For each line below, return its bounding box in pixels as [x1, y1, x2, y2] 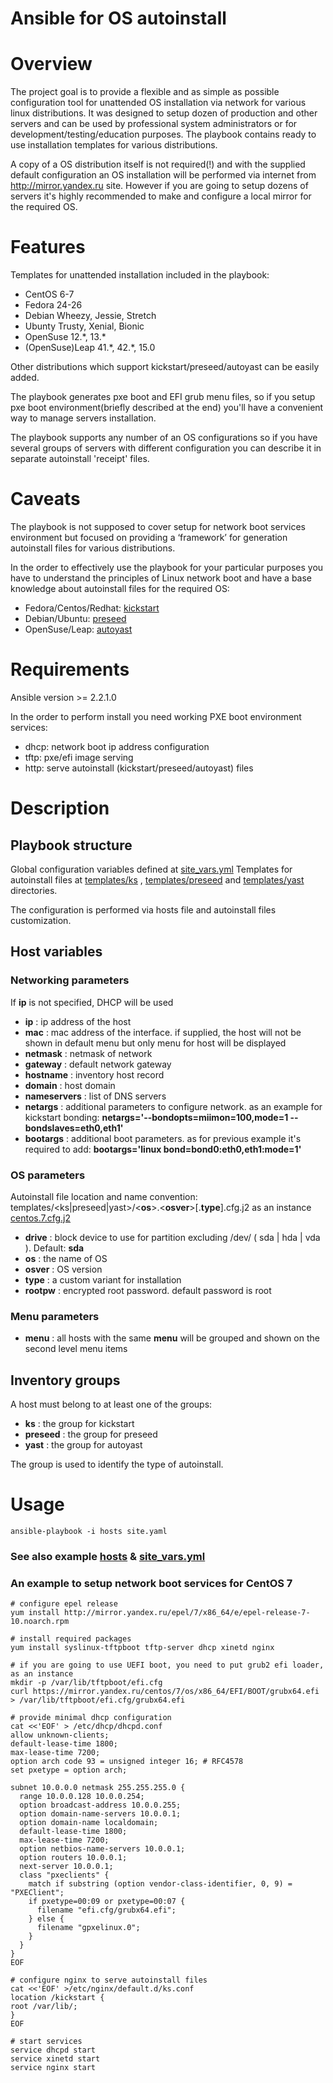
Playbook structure [10, 837, 133, 854]
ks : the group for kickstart [24, 1418, 135, 1430]
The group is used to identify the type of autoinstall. [10, 1458, 224, 1471]
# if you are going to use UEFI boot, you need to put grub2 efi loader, [10, 1660, 325, 1671]
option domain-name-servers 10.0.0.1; [19, 1809, 182, 1819]
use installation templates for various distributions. [10, 139, 218, 151]
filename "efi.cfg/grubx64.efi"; [36, 1905, 177, 1916]
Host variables [10, 943, 103, 961]
